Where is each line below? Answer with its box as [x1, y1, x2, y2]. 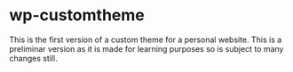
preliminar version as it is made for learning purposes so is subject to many [9, 43, 284, 54]
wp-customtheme [9, 5, 145, 25]
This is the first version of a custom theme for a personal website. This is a [9, 34, 282, 45]
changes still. [9, 53, 58, 63]
